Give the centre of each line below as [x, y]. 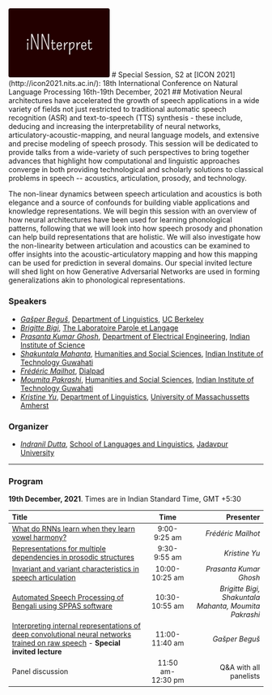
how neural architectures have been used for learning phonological [120, 220]
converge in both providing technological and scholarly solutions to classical [136, 170]
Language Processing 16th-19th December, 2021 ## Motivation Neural [125, 92]
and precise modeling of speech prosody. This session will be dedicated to [134, 144]
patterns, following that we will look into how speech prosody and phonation [136, 229]
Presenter [243, 517]
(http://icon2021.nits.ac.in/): [55, 84]
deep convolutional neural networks [72, 635]
